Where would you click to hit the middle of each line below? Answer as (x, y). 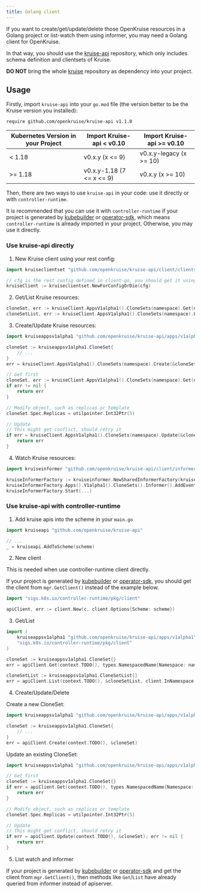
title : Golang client (33, 12)
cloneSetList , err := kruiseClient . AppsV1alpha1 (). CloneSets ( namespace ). (100, 314)
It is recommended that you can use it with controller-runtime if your (92, 211)
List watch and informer (44, 859)
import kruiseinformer (34, 469)
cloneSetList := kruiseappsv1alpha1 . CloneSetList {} (72, 676)
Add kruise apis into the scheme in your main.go (74, 519)
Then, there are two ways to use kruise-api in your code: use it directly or (98, 193)
